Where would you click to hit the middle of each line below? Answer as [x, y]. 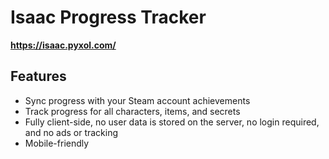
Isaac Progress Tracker [108, 17]
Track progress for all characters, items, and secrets [132, 111]
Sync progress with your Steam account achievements [137, 100]
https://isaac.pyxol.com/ [63, 45]
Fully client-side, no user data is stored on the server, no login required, [172, 122]
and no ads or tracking [71, 132]
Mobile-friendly [57, 143]
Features [38, 76]
